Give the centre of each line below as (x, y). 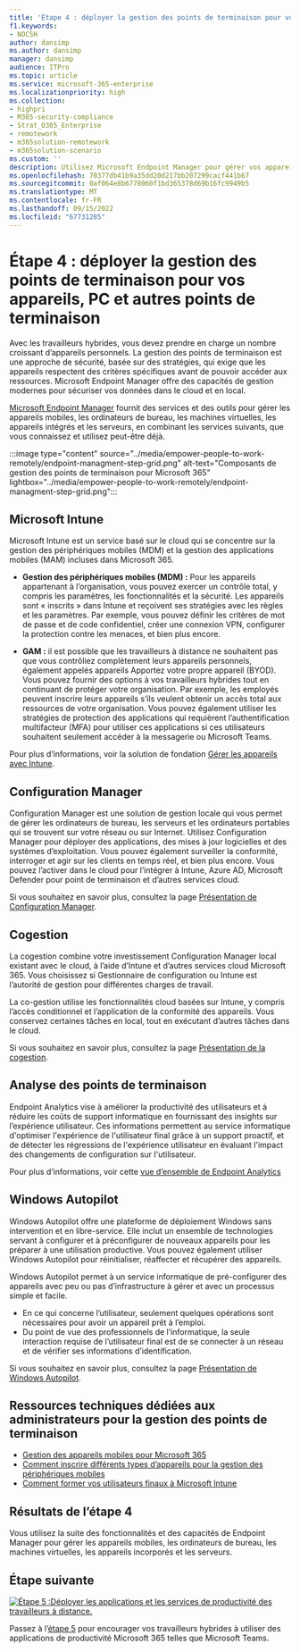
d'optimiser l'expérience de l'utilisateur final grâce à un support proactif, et (146, 1135)
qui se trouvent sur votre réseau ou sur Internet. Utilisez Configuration (138, 833)
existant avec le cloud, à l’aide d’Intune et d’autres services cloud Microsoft (147, 965)
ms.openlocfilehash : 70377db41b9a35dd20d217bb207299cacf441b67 (129, 175)
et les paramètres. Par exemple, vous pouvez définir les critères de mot (154, 615)
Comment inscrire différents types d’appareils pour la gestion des (142, 1464)
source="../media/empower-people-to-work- (182, 453)
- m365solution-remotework (59, 142)
